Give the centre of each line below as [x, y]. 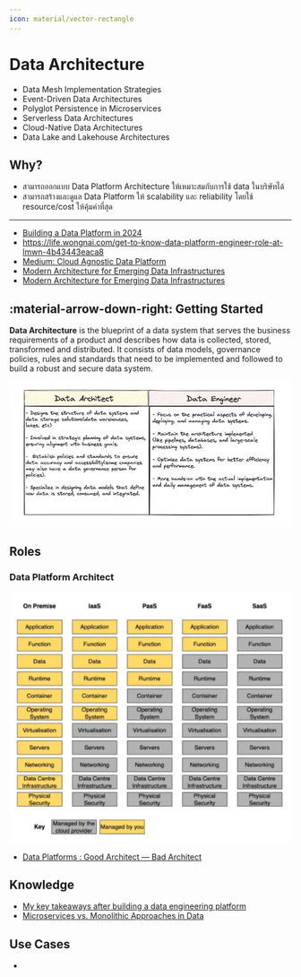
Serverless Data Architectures [77, 117]
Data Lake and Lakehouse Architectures [96, 137]
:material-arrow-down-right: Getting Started [136, 309]
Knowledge [42, 884]
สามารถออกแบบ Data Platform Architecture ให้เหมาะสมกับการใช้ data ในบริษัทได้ [153, 186]
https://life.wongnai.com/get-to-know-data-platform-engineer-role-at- [153, 243]
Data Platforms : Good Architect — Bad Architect [112, 857]
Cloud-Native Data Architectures [82, 127]
